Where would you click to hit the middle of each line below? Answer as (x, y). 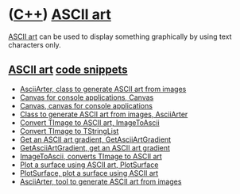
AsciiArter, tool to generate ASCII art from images (101, 181)
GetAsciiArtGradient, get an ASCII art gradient (95, 147)
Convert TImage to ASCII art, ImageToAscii (90, 122)
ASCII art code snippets (68, 70)
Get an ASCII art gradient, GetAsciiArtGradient (95, 139)
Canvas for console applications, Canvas (87, 97)
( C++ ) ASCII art (60, 15)
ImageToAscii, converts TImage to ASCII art (91, 156)
